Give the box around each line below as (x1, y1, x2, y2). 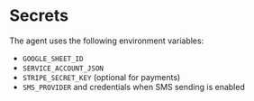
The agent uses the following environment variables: (9, 35, 204, 46)
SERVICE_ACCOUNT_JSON (22, 64, 104, 73)
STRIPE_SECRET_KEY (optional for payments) (22, 71, 181, 82)
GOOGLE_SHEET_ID (22, 54, 84, 63)
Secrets (9, 5, 69, 26)
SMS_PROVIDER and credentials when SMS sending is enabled (22, 81, 245, 92)
